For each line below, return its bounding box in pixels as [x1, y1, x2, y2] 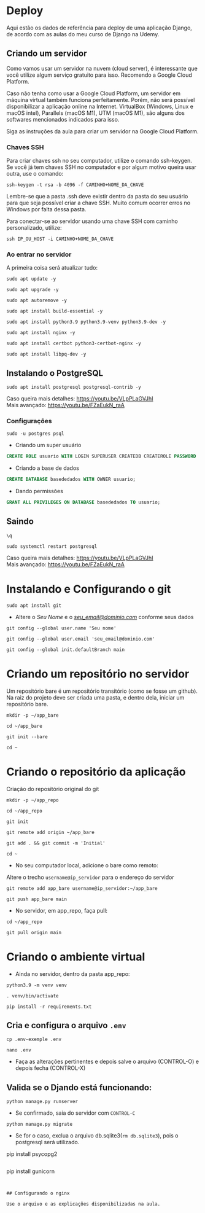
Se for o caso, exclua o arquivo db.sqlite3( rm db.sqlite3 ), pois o [15, 1132, 179, 1139]
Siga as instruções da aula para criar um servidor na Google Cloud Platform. [6, 127, 199, 135]
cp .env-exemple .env [6, 1036, 62, 1043]
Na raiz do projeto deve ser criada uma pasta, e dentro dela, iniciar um [6, 693, 185, 701]
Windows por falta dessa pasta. [6, 206, 87, 213]
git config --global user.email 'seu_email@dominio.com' [6, 636, 155, 642]
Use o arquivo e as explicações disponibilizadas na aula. [6, 1201, 161, 1207]
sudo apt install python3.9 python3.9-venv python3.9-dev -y [6, 319, 166, 326]
